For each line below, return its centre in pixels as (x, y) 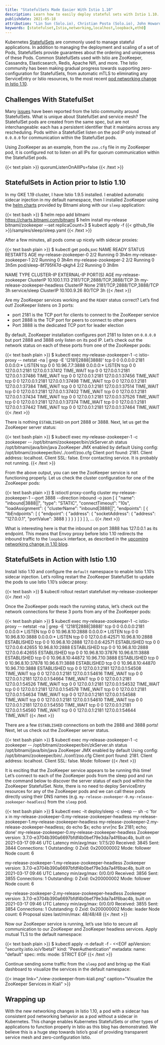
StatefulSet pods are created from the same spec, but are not (67, 122)
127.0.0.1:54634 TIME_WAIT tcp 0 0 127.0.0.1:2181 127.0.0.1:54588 (70, 694)
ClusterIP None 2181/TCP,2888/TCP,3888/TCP (112, 285)
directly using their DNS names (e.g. (42, 796)
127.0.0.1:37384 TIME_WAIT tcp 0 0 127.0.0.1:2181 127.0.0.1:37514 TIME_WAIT (82, 386)
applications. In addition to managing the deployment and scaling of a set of (82, 47)
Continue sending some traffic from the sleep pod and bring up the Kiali (78, 964)
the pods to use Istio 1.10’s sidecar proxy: (46, 582)
